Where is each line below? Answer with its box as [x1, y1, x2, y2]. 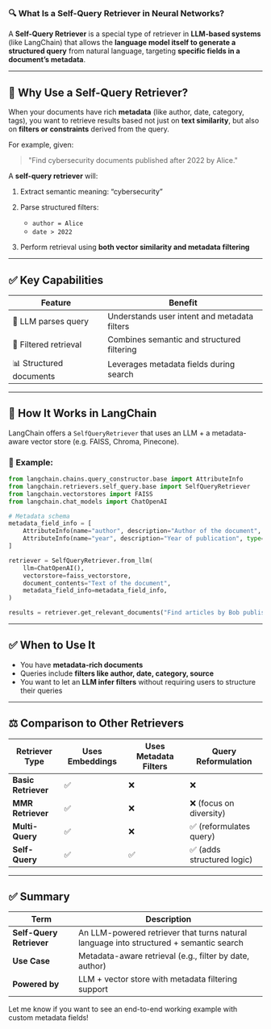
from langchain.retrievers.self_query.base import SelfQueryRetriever [8, 482, 251, 490]
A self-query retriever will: [8, 171, 98, 181]
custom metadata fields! [8, 1013, 89, 1023]
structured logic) [189, 854, 253, 865]
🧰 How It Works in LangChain [8, 406, 157, 420]
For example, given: [8, 140, 74, 150]
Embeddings [67, 756, 117, 767]
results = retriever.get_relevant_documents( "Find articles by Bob [8, 609, 240, 617]
